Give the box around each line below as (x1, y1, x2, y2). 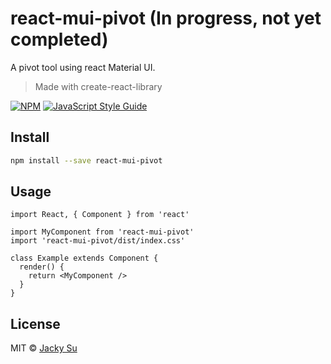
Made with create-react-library (34, 80, 163, 92)
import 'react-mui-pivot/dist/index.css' (10, 236, 186, 246)
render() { (19, 262, 65, 272)
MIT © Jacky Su (10, 342, 78, 354)
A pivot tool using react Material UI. (10, 61, 156, 73)
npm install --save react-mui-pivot (10, 155, 163, 166)
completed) (10, 28, 109, 51)
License (10, 315, 61, 332)
